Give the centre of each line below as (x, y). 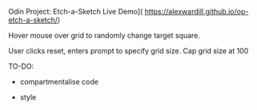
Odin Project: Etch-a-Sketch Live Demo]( (76, 12)
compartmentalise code (59, 82)
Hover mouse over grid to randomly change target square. (104, 35)
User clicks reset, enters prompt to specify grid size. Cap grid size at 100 (128, 51)
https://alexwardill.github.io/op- (197, 12)
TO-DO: (21, 66)
